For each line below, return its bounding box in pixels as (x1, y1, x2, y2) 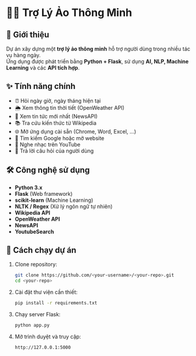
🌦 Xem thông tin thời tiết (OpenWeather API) (14, 104, 125, 111)
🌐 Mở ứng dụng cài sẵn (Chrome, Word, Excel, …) (14, 128, 136, 135)
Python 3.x (14, 184, 43, 191)
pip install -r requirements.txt (14, 300, 98, 306)
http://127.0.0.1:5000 (14, 344, 71, 350)
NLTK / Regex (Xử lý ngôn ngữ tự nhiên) (14, 202, 113, 210)
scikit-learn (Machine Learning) (14, 196, 94, 204)
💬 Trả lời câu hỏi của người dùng (14, 147, 94, 154)
